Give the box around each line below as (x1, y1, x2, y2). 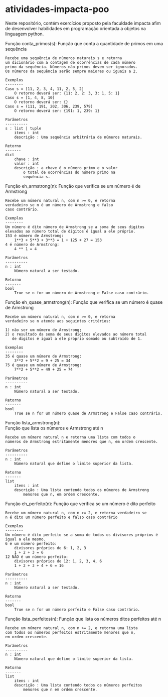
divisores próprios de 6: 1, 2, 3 (14, 545, 86, 550)
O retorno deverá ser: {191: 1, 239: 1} (14, 108, 100, 113)
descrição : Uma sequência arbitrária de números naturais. (14, 135, 142, 140)
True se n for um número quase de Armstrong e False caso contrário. (14, 411, 163, 416)
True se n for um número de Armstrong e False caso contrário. (14, 290, 149, 295)
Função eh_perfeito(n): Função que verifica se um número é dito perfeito (5, 501, 156, 507)
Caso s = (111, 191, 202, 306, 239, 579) (5, 104, 93, 109)
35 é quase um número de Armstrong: (5, 354, 82, 359)
